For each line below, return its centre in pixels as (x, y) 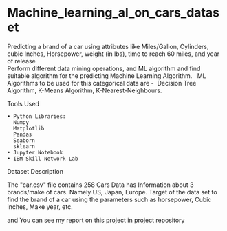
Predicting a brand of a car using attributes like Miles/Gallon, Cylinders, (108, 46)
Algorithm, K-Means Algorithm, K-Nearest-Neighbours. (85, 90)
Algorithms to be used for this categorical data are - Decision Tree (102, 83)
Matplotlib (29, 128)
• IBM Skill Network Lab (43, 159)
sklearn (24, 146)
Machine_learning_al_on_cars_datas (113, 13)
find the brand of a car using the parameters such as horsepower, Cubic (109, 199)
